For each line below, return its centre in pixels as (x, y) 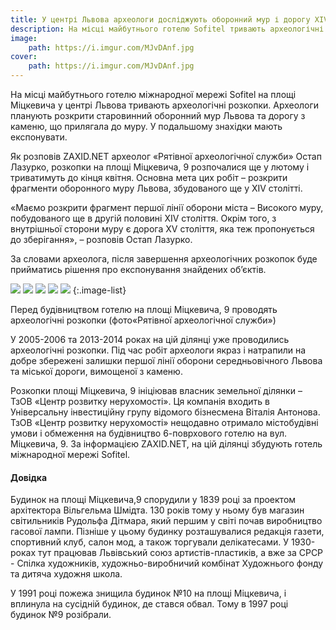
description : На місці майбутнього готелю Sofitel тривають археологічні (167, 29)
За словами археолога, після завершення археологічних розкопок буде (164, 259)
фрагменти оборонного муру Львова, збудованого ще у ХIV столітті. (156, 188)
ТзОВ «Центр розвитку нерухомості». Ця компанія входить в (140, 401)
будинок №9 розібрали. (61, 615)
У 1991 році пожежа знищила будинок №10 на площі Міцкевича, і (148, 593)
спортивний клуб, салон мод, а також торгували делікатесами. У (150, 542)
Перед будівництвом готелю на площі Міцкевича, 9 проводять (144, 309)
